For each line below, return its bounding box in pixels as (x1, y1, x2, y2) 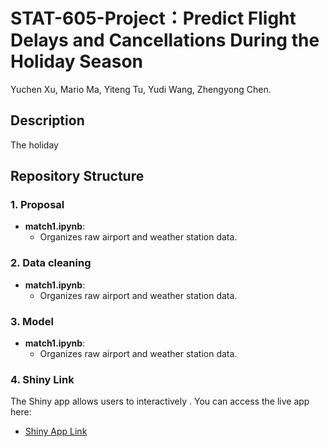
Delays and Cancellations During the (10, 29, 320, 52)
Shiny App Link (24, 425, 88, 438)
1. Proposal (10, 198, 65, 212)
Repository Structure (10, 168, 145, 185)
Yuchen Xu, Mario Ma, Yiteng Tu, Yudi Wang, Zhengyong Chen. (10, 83, 272, 95)
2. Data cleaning (10, 256, 92, 270)
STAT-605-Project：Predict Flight (10, 7, 297, 30)
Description (10, 112, 85, 129)
